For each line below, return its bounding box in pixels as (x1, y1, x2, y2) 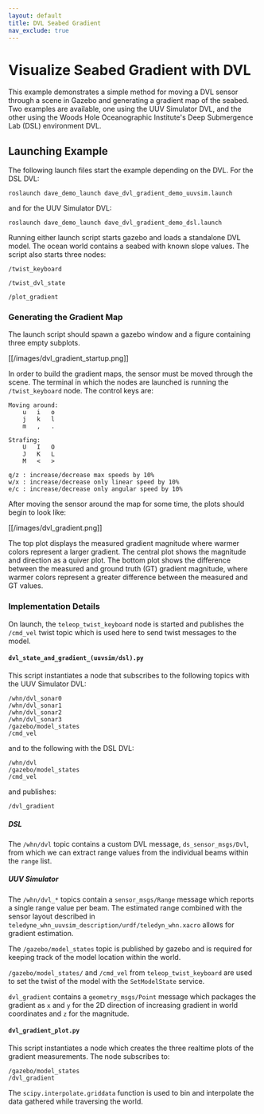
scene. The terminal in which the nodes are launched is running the (8, 377, 229, 387)
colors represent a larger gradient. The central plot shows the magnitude (8, 547, 247, 557)
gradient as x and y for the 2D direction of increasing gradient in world (8, 1000, 239, 1009)
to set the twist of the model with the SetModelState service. (8, 976, 205, 986)
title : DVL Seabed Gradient (8, 19, 102, 27)
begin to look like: (8, 508, 66, 517)
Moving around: (8, 401, 59, 409)
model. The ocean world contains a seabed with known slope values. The (8, 241, 250, 251)
